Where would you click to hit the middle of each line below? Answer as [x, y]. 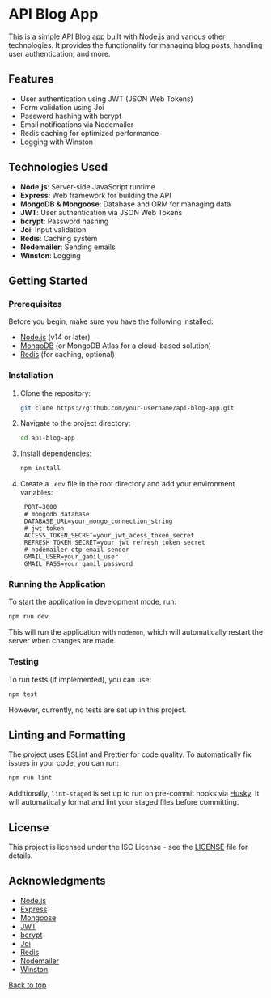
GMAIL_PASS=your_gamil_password [78, 564]
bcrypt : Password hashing [64, 221]
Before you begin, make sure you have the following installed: [111, 321]
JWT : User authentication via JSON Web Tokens [101, 212]
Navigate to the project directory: [75, 423]
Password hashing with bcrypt [71, 116]
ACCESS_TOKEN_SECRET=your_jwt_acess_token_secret [109, 536]
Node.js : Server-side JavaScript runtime [87, 186]
